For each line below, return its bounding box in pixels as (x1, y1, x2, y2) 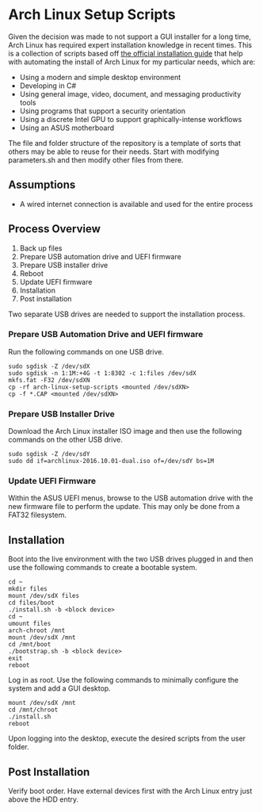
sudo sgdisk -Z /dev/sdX (8, 362, 90, 370)
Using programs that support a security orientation (19, 105, 186, 116)
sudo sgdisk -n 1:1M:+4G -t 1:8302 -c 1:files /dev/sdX (8, 369, 196, 377)
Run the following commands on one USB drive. (8, 347, 165, 356)
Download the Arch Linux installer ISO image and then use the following (8, 427, 242, 436)
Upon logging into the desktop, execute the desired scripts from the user (8, 733, 246, 743)
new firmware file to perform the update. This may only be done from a (8, 502, 240, 511)
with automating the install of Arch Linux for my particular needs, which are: (8, 57, 256, 67)
